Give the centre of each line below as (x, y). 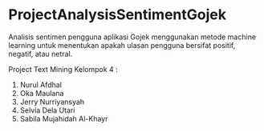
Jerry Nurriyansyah (52, 101)
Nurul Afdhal (41, 85)
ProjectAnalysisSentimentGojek (118, 15)
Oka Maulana (42, 93)
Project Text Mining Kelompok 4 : (63, 69)
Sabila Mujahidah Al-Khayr (64, 118)
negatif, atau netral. (41, 54)
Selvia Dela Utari (47, 110)
